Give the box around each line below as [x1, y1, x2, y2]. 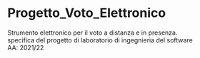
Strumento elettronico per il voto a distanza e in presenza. [7, 28, 178, 37]
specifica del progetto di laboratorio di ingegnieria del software [7, 35, 193, 44]
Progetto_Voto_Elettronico [7, 5, 166, 21]
